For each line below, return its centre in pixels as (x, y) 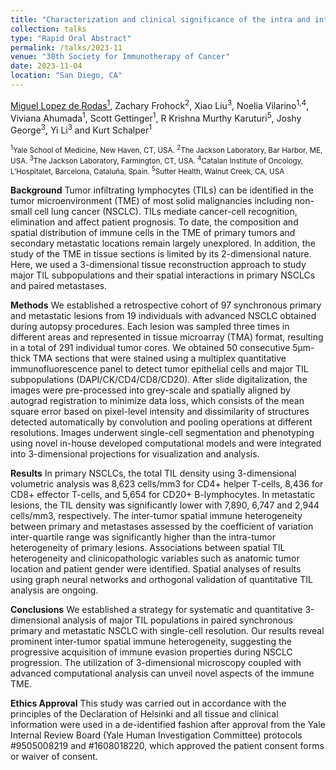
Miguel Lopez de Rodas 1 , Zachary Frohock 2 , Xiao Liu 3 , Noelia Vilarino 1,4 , (160, 104)
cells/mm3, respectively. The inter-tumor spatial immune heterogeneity (156, 515)
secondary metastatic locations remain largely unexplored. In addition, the (163, 243)
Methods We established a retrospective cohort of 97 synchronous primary (166, 305)
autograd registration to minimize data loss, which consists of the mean (157, 400)
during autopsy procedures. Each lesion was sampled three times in (150, 326)
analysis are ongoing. (54, 590)
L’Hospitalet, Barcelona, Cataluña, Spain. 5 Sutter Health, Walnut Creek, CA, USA (147, 170)
